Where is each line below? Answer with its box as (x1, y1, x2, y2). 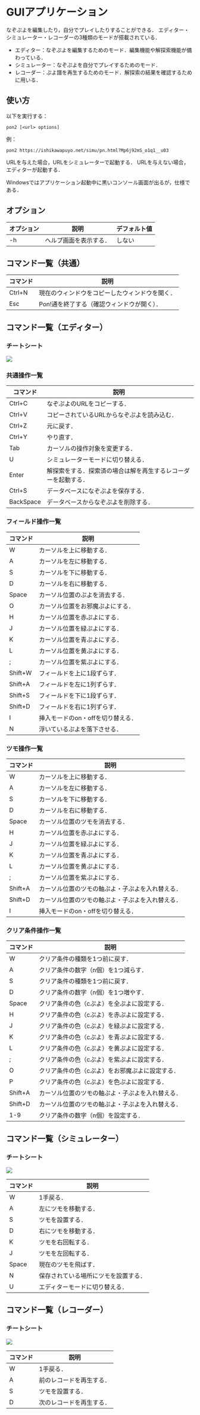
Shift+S (9, 691, 30, 699)
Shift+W (9, 669, 32, 677)
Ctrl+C (9, 399, 28, 407)
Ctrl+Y (9, 433, 28, 441)
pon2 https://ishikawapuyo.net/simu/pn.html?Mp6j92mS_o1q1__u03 (6, 147, 169, 153)
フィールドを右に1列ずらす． (39, 702, 120, 710)
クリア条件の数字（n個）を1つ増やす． (39, 988, 148, 997)
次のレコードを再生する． (39, 1398, 111, 1407)
